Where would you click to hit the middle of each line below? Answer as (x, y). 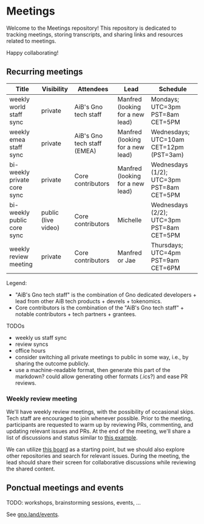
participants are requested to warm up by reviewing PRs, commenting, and (100, 425)
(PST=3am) (167, 154)
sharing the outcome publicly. (52, 364)
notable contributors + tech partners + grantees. (76, 314)
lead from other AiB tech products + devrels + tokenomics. (88, 301)
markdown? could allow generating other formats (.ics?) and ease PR (101, 376)
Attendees (93, 89)
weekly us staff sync (41, 337)
